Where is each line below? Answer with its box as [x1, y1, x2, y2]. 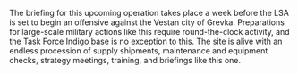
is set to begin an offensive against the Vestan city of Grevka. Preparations [9, 17, 285, 28]
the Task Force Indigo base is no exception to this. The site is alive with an [9, 36, 283, 46]
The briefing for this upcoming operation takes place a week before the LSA [9, 8, 289, 18]
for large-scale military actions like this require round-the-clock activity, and [9, 27, 290, 37]
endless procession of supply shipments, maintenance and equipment [9, 45, 268, 56]
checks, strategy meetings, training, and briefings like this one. [9, 55, 242, 65]
